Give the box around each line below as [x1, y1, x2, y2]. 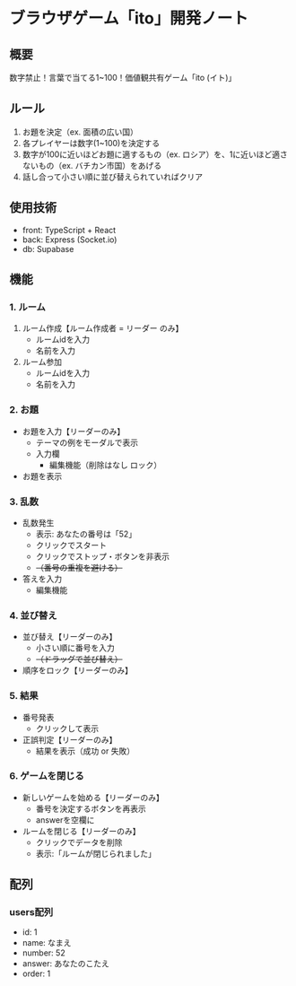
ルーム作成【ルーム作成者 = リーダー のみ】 [22, 323, 184, 334]
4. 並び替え [9, 609, 57, 622]
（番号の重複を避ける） [35, 562, 123, 572]
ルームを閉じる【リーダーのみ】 [22, 825, 141, 836]
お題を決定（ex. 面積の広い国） [22, 127, 139, 137]
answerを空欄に [35, 814, 95, 825]
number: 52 [22, 947, 65, 958]
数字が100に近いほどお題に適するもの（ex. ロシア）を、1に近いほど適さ [22, 149, 289, 160]
